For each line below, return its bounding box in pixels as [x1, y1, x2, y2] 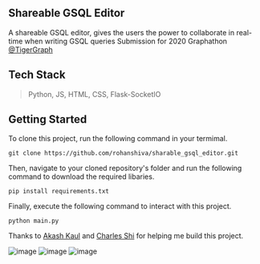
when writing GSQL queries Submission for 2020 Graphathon [24, 36, 227, 46]
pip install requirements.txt [8, 188, 110, 196]
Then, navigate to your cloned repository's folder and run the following [8, 164, 242, 173]
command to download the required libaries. [8, 172, 155, 181]
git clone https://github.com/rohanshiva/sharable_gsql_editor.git [8, 149, 239, 157]
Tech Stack [8, 68, 66, 82]
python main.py [8, 217, 59, 225]
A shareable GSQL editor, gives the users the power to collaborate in [8, 27, 235, 37]
